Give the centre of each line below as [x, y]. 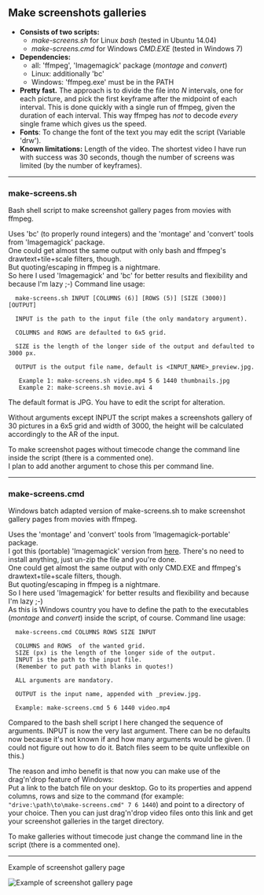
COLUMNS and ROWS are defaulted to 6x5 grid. [91, 333]
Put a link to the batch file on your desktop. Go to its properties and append [130, 788]
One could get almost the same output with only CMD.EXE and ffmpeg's [125, 568]
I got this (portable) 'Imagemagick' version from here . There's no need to [126, 551]
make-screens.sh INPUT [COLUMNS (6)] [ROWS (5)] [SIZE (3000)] [121, 299]
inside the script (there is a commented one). [81, 458]
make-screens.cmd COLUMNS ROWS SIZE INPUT [86, 633]
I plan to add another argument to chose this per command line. [111, 466]
